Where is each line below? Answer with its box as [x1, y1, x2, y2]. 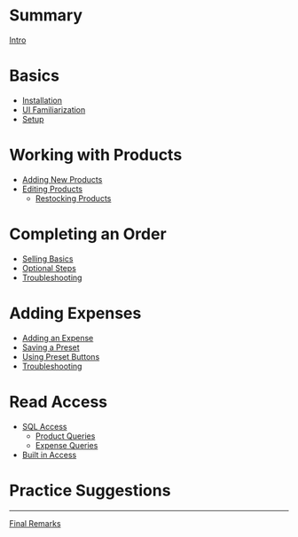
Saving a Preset [21, 342, 80, 353]
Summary [9, 5, 82, 26]
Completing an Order [9, 224, 167, 244]
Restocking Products [35, 192, 112, 204]
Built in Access [21, 449, 77, 460]
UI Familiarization [21, 104, 86, 115]
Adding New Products [21, 174, 103, 184]
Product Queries [35, 431, 96, 441]
